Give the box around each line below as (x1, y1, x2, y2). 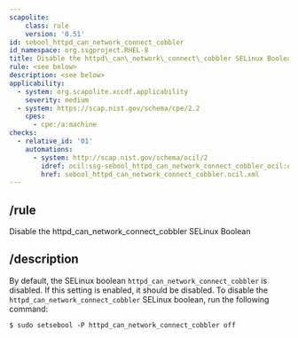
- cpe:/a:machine (32, 121, 98, 130)
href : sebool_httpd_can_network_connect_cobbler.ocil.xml (41, 169, 260, 178)
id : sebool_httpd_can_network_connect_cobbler (9, 37, 184, 47)
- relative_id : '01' (17, 137, 93, 145)
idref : (41, 161, 66, 170)
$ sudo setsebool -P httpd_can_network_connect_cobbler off (9, 320, 237, 329)
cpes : (25, 112, 46, 121)
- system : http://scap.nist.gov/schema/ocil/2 (32, 153, 208, 162)
